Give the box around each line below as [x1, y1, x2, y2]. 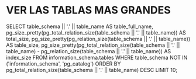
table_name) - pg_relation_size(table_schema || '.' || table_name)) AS [6, 47, 171, 54]
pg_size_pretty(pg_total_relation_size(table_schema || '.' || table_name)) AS [6, 29, 186, 36]
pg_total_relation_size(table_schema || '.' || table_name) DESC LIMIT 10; [6, 66, 178, 73]
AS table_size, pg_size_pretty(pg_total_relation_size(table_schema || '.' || [6, 42, 180, 49]
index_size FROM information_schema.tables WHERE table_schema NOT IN [6, 54, 188, 61]
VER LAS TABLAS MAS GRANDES [6, 4, 171, 17]
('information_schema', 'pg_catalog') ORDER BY [6, 60, 121, 67]
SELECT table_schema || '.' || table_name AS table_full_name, [6, 23, 153, 30]
